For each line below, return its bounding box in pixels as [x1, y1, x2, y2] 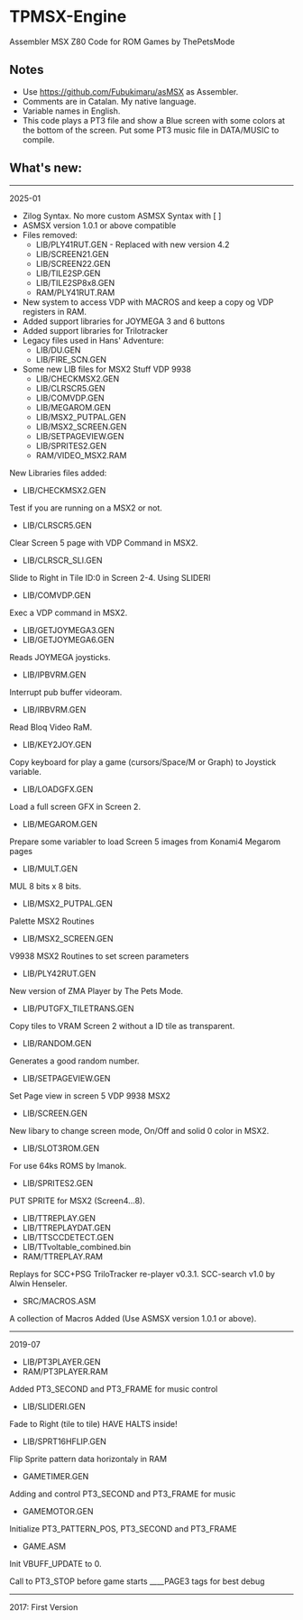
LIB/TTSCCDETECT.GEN [22, 1231, 115, 1242]
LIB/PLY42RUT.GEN [22, 968, 96, 979]
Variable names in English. [22, 106, 121, 116]
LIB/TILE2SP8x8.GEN [35, 277, 115, 288]
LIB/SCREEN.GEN [22, 1108, 88, 1118]
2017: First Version [9, 1601, 78, 1612]
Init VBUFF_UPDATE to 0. [9, 1558, 102, 1569]
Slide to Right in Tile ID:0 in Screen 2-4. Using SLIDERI [9, 572, 211, 583]
